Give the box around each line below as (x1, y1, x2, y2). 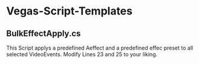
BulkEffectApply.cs (6, 28, 81, 39)
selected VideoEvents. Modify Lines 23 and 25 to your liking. (6, 51, 158, 58)
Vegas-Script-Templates (6, 4, 133, 18)
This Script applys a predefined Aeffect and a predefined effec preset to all (6, 44, 194, 51)
